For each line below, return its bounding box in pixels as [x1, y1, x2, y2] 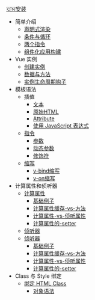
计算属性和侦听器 [14, 182, 58, 189]
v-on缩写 [32, 175, 55, 182]
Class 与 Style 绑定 [14, 272, 62, 280]
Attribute [32, 115, 55, 122]
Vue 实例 [14, 56, 37, 63]
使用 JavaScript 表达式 [32, 122, 89, 129]
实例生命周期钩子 [23, 78, 67, 85]
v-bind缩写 [32, 167, 60, 174]
